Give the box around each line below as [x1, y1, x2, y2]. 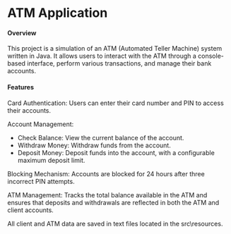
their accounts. [7, 106, 52, 114]
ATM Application [7, 5, 108, 21]
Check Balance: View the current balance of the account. [17, 133, 184, 142]
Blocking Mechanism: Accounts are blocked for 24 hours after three [7, 169, 205, 178]
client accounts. [7, 206, 54, 214]
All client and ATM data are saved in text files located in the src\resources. [7, 219, 223, 228]
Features [7, 82, 34, 91]
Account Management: [7, 120, 74, 128]
